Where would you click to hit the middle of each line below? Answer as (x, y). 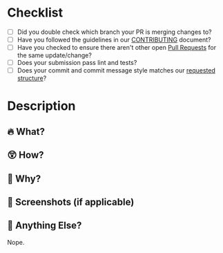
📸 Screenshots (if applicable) (71, 202)
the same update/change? (54, 55)
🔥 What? (26, 132)
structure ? (32, 78)
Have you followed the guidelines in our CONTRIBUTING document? (114, 40)
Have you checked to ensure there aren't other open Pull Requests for (116, 48)
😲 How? (26, 155)
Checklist (35, 13)
